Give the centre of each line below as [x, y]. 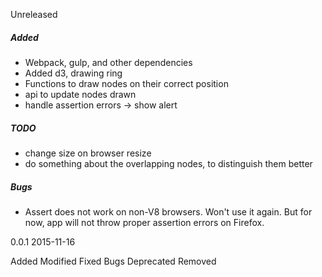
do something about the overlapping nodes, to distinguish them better [168, 163]
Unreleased [34, 14]
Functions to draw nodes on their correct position [126, 83]
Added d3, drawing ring [73, 73]
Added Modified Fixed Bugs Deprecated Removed [113, 261]
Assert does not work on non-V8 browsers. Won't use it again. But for [168, 211]
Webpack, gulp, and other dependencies [108, 62]
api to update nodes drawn [80, 94]
